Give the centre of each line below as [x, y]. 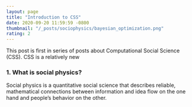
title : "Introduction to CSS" [44, 17]
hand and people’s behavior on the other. [57, 98]
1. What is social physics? [44, 73]
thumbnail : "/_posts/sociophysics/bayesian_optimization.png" [85, 28]
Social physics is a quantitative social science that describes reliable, [91, 85]
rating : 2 [18, 34]
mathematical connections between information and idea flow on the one [96, 92]
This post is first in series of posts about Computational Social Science [93, 51]
